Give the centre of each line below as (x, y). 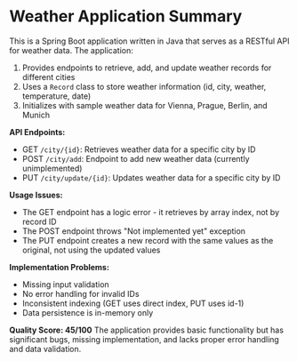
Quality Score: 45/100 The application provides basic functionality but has (147, 330)
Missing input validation (65, 284)
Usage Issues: (36, 195)
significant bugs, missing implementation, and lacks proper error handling (144, 339)
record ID (39, 221)
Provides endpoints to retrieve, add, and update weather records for (147, 68)
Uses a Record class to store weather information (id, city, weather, (144, 86)
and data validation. (45, 349)
